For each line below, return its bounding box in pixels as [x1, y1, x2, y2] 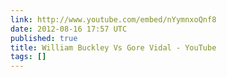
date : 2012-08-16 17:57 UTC [10, 24, 128, 34]
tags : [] [10, 52, 47, 62]
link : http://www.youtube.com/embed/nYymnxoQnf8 [10, 14, 217, 25]
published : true [10, 33, 78, 43]
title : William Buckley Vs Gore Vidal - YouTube [10, 42, 217, 53]
